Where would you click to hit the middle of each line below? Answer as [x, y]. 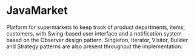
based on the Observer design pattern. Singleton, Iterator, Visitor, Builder [97, 40]
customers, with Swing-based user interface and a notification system [94, 33]
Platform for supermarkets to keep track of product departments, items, [96, 27]
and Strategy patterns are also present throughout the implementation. [95, 46]
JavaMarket [37, 11]
